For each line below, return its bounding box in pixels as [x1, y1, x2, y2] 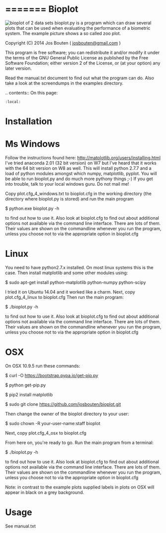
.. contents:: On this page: [5, 90, 58, 96]
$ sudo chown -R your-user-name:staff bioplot [5, 420, 101, 426]
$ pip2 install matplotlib [5, 391, 53, 397]
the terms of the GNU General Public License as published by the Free [5, 54, 149, 60]
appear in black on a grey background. [5, 489, 84, 495]
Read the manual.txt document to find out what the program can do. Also [5, 75, 155, 81]
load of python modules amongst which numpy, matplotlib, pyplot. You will [5, 171, 157, 177]
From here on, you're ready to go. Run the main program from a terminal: [5, 439, 154, 445]
